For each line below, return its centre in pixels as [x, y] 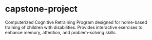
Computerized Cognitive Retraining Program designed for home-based [76, 22]
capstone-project [41, 9]
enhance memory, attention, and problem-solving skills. [61, 32]
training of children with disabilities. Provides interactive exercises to [74, 27]
